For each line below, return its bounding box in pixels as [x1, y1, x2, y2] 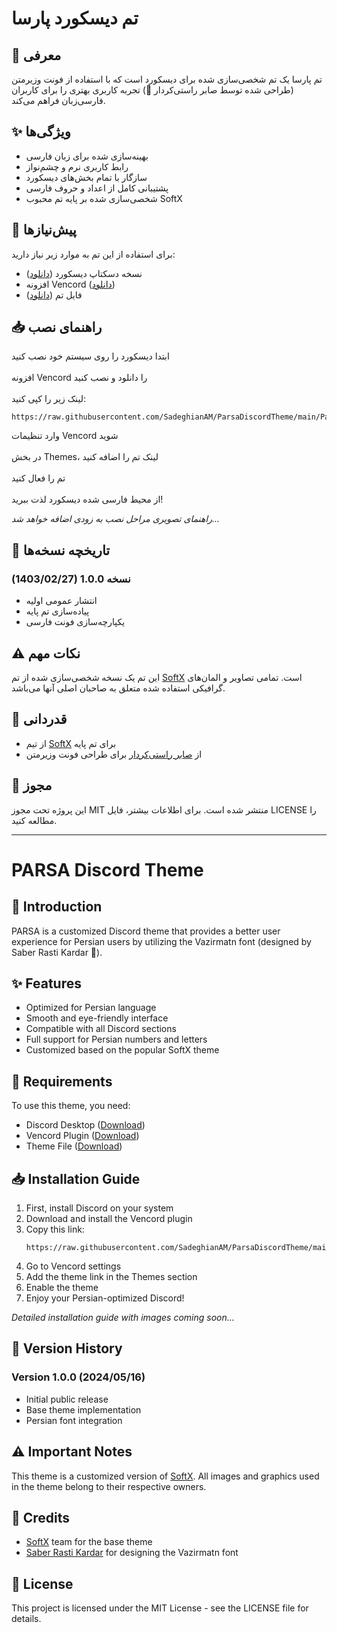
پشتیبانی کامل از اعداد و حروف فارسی [25, 182, 169, 194]
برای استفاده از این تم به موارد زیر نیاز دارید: [11, 248, 176, 260]
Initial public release [25, 1393, 109, 1405]
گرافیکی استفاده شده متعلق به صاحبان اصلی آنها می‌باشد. [11, 682, 226, 694]
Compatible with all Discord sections [25, 1023, 177, 1035]
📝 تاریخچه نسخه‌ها [11, 542, 111, 559]
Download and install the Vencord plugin [25, 1213, 193, 1224]
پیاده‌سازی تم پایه [25, 605, 90, 617]
